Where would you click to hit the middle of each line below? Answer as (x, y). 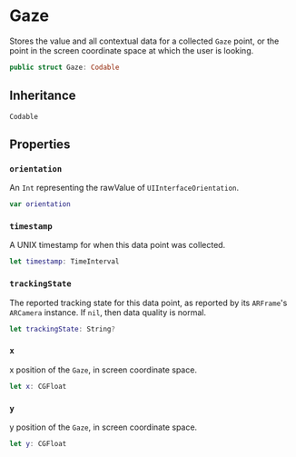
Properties (40, 145)
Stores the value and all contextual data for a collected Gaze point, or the (144, 41)
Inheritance (43, 96)
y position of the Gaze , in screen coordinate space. (104, 427)
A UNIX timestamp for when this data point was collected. (118, 245)
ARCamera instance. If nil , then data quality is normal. (108, 312)
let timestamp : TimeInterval (64, 262)
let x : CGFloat (38, 386)
